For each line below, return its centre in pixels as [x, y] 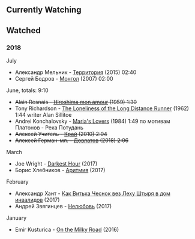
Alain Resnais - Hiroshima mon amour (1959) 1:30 [76, 102]
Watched [23, 30]
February [17, 182]
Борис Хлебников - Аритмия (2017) [60, 170]
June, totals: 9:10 [28, 90]
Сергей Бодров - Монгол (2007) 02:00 [64, 79]
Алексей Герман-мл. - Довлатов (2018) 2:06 [72, 140]
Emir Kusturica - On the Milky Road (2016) [67, 230]
